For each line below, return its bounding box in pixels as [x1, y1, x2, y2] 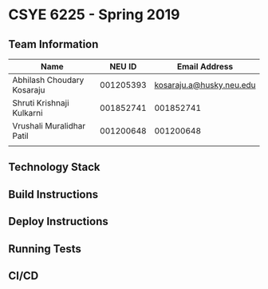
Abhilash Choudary [12, 74, 85, 85]
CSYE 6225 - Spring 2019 [8, 6, 181, 24]
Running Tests [8, 242, 81, 255]
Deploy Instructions [8, 215, 109, 228]
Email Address [176, 61, 234, 72]
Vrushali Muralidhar [12, 121, 86, 131]
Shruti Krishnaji [12, 97, 69, 109]
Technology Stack [8, 160, 100, 174]
